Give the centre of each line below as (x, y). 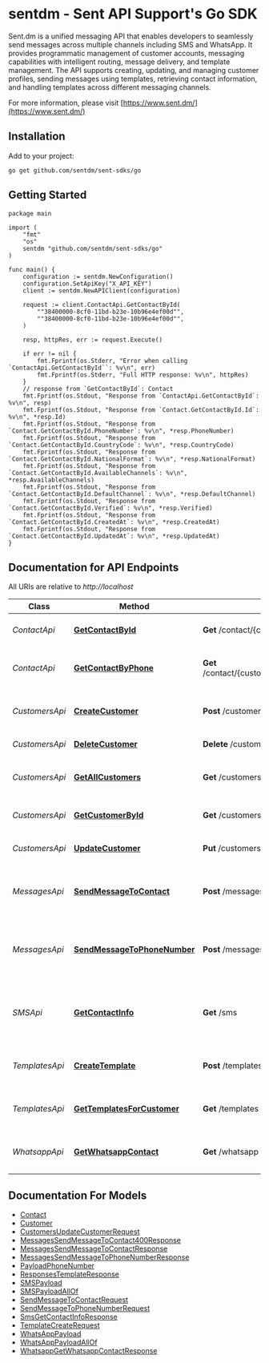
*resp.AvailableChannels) (51, 480)
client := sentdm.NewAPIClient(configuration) (102, 290)
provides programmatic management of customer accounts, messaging (126, 53)
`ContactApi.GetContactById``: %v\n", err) (82, 368)
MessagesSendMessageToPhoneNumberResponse (104, 1257)
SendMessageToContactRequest (74, 1300)
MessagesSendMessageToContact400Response (100, 1240)
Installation (37, 137)
